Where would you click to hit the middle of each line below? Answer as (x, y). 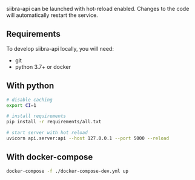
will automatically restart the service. (52, 15)
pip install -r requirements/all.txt (54, 122)
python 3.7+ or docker (43, 66)
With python (30, 86)
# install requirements (36, 116)
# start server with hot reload (47, 133)
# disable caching (29, 100)
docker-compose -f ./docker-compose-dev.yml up (68, 171)
